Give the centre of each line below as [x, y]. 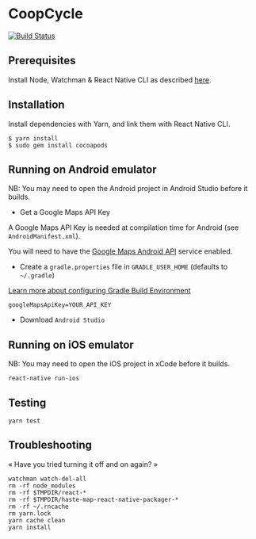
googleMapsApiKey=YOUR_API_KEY [60, 305]
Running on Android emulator [82, 169]
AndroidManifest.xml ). [44, 236]
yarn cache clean [37, 520]
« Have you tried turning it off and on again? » [83, 464]
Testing [27, 402]
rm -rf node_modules [42, 485]
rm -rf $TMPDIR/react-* [48, 492]
